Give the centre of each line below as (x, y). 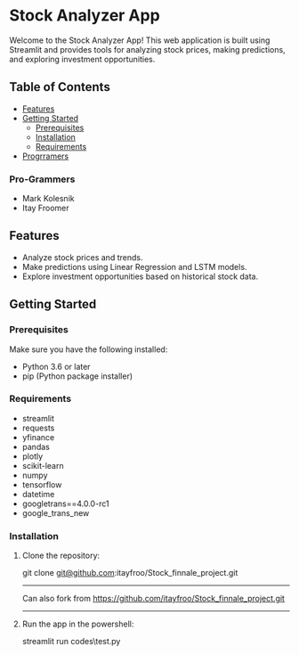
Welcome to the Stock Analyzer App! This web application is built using (140, 40)
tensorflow (42, 484)
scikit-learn (43, 465)
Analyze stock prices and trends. (82, 257)
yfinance (38, 437)
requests (38, 428)
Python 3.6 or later (56, 366)
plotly (32, 456)
